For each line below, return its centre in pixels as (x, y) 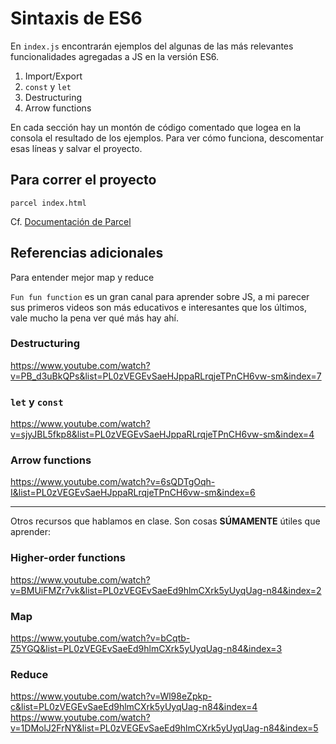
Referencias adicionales (87, 253)
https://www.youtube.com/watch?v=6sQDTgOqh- (113, 482)
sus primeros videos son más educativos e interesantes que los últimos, (159, 307)
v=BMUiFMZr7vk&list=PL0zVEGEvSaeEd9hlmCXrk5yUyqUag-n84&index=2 (166, 590)
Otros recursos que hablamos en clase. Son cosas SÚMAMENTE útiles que (165, 521)
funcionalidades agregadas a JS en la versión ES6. (115, 56)
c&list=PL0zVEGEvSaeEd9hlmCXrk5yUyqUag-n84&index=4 (134, 707)
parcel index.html (48, 203)
